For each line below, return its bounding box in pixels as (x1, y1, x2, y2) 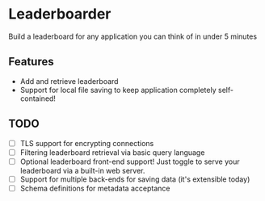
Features (8, 55, 54, 69)
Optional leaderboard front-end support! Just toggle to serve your (19, 157, 240, 166)
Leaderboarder (8, 5, 111, 23)
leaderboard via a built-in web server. (19, 165, 145, 175)
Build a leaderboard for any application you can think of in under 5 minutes (8, 31, 257, 41)
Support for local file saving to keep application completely (19, 85, 217, 94)
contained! (19, 94, 57, 103)
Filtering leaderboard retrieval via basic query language (19, 147, 205, 157)
